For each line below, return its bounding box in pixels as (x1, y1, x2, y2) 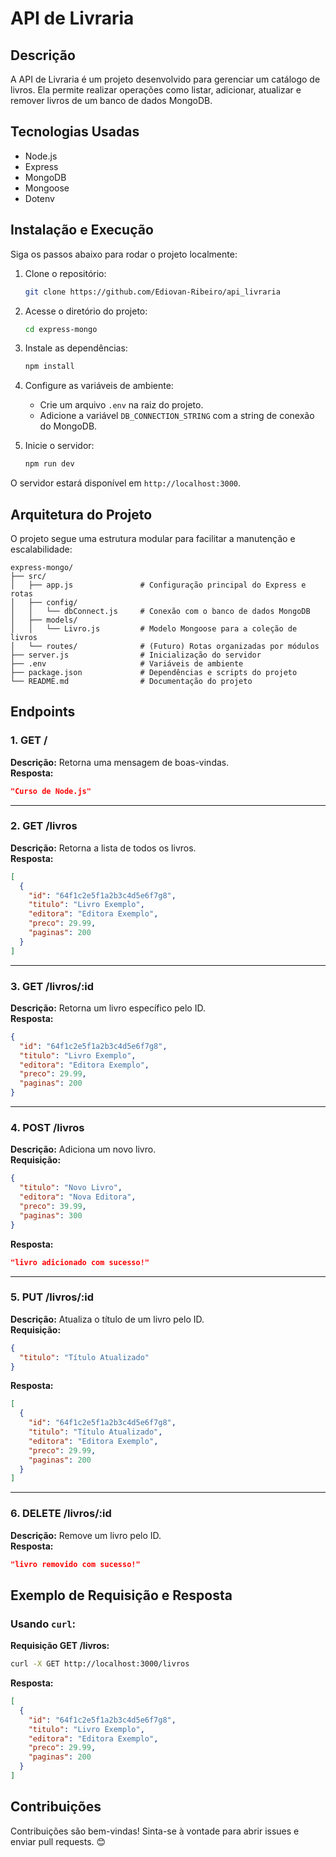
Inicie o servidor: (24, 440, 95, 452)
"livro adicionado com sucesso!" (10, 1257, 150, 1267)
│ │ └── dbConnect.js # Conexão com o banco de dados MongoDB (10, 606, 311, 616)
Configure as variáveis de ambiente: (24, 380, 174, 392)
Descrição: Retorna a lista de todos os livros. (10, 842, 197, 854)
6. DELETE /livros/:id (10, 1507, 112, 1521)
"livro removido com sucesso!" (10, 1559, 141, 1569)
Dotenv (24, 192, 55, 204)
